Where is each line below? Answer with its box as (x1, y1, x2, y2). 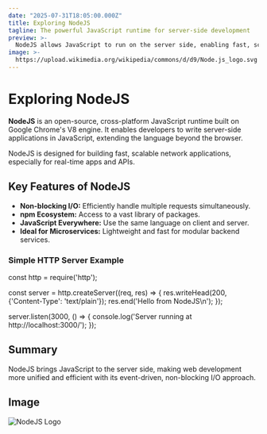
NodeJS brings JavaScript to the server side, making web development (8, 364, 242, 374)
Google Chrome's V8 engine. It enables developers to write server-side (8, 125, 242, 134)
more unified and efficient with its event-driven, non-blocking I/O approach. (8, 372, 256, 382)
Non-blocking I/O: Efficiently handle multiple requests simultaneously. (19, 201, 251, 210)
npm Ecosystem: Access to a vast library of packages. (19, 209, 200, 219)
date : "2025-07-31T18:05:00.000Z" (8, 11, 123, 20)
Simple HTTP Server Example (8, 255, 125, 266)
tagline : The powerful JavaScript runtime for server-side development (8, 26, 250, 34)
